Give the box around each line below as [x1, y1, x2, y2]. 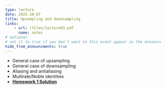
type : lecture [5, 7, 35, 12]
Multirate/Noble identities [12, 73, 64, 79]
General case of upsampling [12, 57, 70, 63]
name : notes [18, 30, 43, 35]
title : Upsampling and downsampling [5, 16, 81, 21]
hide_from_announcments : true [5, 44, 68, 49]
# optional [5, 35, 28, 40]
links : [5, 21, 19, 26]
